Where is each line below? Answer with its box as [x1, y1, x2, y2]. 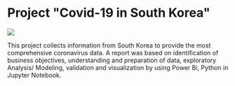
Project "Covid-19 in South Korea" [7, 5, 210, 21]
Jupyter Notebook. [7, 71, 62, 79]
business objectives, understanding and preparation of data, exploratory [7, 56, 217, 64]
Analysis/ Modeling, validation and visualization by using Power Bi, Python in [7, 63, 229, 71]
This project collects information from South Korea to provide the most [7, 41, 211, 50]
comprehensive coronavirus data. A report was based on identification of [7, 48, 219, 57]
